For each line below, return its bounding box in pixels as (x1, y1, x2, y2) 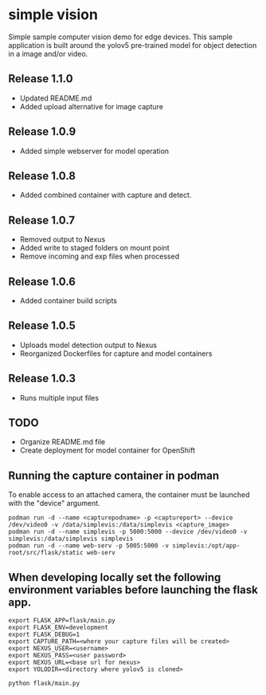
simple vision (8, 6, 98, 24)
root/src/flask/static (8, 549, 84, 557)
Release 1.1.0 (8, 72, 73, 85)
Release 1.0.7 (8, 213, 76, 227)
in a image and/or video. (8, 49, 88, 58)
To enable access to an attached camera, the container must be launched (8, 490, 250, 500)
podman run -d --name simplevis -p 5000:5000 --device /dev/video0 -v (8, 528, 248, 536)
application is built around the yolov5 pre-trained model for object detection (8, 40, 257, 49)
